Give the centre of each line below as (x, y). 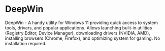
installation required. (26, 43)
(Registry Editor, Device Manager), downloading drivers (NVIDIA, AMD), (78, 33)
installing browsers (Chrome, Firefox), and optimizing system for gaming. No (82, 38)
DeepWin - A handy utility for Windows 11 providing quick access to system (82, 23)
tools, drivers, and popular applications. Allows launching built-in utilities (79, 27)
